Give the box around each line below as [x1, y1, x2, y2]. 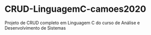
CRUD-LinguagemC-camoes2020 [4, 3, 147, 15]
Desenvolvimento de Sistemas [4, 25, 66, 31]
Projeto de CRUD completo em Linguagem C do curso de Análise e [4, 20, 140, 26]
